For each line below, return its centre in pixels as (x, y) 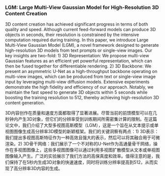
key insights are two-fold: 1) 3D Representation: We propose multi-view (77, 56)
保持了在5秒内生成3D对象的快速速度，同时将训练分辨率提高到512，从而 (81, 162)
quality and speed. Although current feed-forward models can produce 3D (81, 30)
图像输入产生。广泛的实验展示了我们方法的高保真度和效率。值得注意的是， (80, 156)
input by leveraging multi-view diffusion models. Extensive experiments (77, 82)
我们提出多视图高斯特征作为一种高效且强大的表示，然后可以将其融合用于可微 (82, 138)
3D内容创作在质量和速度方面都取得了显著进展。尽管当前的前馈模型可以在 (79, 113)
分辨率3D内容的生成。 (40, 169)
